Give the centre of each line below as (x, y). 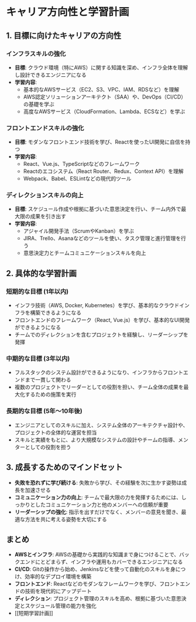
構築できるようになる (56, 313)
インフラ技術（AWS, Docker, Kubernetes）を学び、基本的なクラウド (97, 305)
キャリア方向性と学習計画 (68, 12)
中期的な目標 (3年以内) (38, 359)
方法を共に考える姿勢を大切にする (66, 519)
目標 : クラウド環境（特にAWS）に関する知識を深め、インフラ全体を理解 (101, 67)
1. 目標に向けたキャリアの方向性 (64, 35)
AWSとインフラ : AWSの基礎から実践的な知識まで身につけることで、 (97, 555)
